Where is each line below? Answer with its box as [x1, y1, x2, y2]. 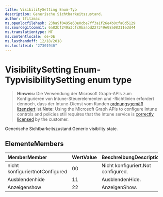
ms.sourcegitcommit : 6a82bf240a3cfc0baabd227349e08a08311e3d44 [5, 25, 136, 30]
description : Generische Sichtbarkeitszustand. [5, 12, 103, 16]
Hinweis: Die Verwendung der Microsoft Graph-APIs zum [16, 90, 132, 96]
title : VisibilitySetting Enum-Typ [5, 7, 77, 12]
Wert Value [72, 154, 97, 161]
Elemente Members [5, 139, 64, 148]
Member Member [7, 154, 48, 161]
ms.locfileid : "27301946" [5, 43, 57, 48]
